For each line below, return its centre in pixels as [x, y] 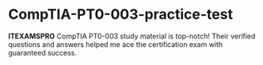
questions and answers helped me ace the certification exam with [116, 44]
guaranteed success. [43, 52]
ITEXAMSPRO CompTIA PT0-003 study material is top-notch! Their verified [132, 36]
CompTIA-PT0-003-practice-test [121, 14]
